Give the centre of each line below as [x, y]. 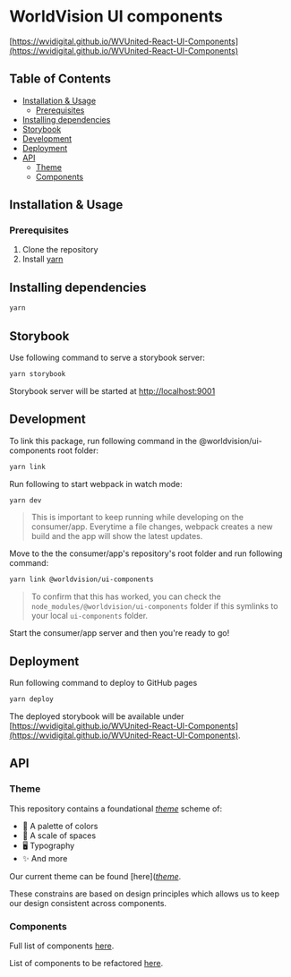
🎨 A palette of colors [60, 826]
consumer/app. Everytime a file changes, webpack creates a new [152, 527]
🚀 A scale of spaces [59, 836]
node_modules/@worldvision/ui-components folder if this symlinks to [154, 606]
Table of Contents [60, 79]
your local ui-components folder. [90, 616]
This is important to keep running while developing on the [137, 518]
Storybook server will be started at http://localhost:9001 [112, 390]
